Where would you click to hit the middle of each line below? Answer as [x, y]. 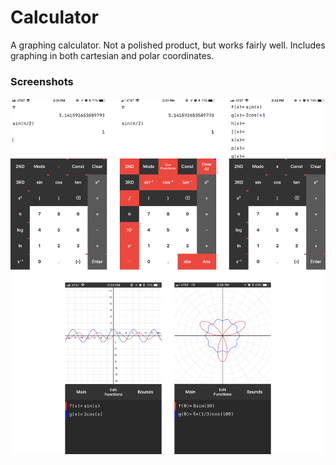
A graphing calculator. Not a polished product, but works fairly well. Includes [168, 45]
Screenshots [42, 81]
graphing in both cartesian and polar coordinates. [112, 55]
